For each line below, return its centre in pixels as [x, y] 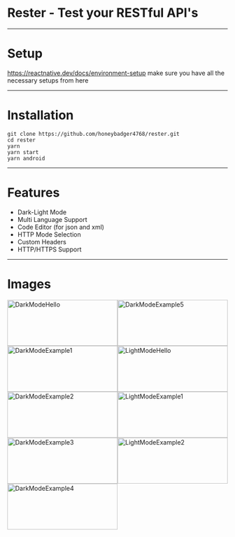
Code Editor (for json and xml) [61, 227]
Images [29, 284]
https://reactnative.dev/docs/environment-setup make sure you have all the [116, 73]
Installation [41, 115]
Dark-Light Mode [42, 212]
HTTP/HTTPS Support [49, 249]
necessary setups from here [48, 80]
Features [34, 193]
